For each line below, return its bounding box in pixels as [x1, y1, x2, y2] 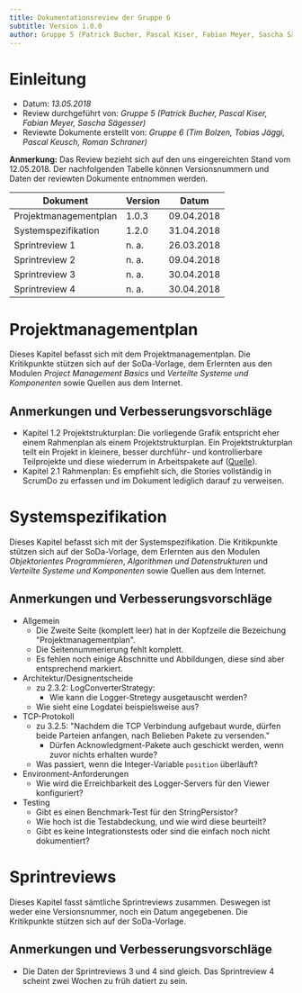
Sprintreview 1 [13, 239, 76, 252]
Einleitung [9, 68, 87, 89]
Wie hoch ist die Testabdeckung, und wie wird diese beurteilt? [35, 816, 267, 826]
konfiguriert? [35, 787, 84, 798]
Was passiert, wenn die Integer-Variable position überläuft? [35, 758, 258, 770]
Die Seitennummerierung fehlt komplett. [35, 644, 184, 654]
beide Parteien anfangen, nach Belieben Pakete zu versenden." [35, 730, 270, 741]
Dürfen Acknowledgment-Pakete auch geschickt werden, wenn [49, 739, 285, 750]
